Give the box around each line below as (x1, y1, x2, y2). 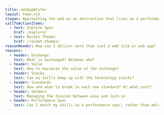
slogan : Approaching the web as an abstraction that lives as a (5, 16, 139, 21)
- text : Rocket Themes (9, 35, 56, 40)
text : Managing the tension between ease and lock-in (14, 93, 125, 98)
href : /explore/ (14, 30, 47, 35)
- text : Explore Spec (9, 25, 54, 30)
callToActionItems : (5, 21, 45, 26)
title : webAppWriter (5, 7, 47, 12)
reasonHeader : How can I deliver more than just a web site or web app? (5, 44, 156, 48)
